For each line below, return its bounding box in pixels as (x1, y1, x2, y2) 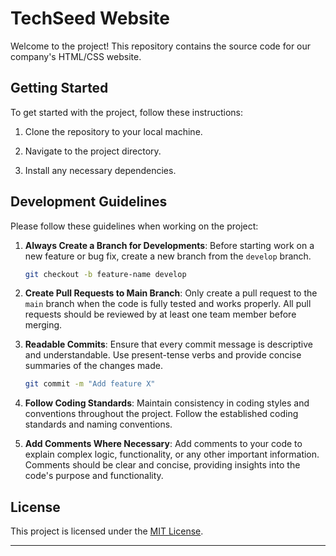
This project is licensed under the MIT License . (10, 525, 204, 537)
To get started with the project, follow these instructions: (10, 106, 243, 118)
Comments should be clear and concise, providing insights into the (24, 459, 301, 471)
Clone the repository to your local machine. (24, 125, 203, 137)
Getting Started (10, 80, 109, 97)
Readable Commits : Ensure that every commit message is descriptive (24, 338, 313, 351)
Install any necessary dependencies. (24, 164, 177, 176)
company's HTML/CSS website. (10, 50, 142, 62)
